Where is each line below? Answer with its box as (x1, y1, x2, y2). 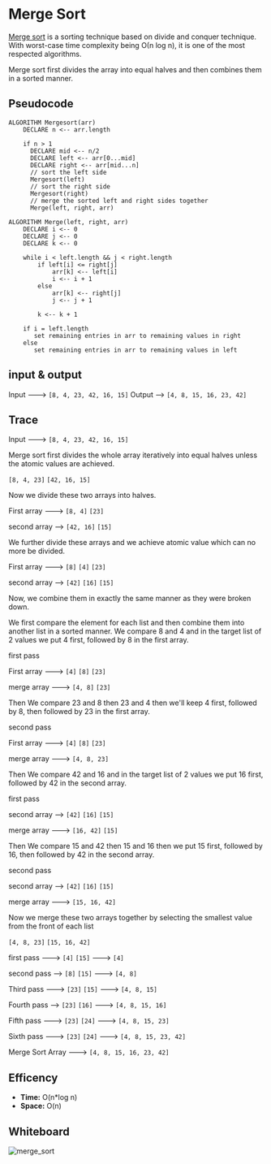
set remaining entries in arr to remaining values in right (33, 331, 242, 340)
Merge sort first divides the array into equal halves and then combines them (8, 64, 262, 74)
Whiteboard (8, 1124, 71, 1138)
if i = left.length (23, 324, 89, 333)
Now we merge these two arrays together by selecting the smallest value (8, 913, 253, 923)
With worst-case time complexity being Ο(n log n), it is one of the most (8, 40, 246, 50)
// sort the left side (29, 168, 107, 176)
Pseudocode (8, 97, 75, 110)
